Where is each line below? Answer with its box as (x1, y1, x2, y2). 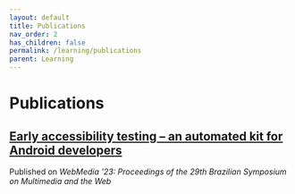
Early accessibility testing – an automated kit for (9, 129, 283, 144)
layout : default (9, 13, 70, 22)
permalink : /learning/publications (9, 46, 142, 55)
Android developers (9, 142, 122, 157)
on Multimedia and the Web (9, 176, 112, 186)
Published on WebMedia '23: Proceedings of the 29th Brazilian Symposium (9, 166, 288, 177)
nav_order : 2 (9, 30, 58, 38)
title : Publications (9, 21, 87, 30)
